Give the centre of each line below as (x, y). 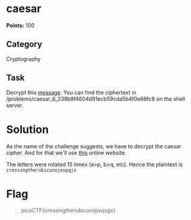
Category (24, 44)
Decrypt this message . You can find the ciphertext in (71, 92)
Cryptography (23, 58)
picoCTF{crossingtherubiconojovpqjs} (68, 210)
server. (15, 105)
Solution (28, 129)
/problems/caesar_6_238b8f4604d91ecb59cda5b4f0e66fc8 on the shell (95, 99)
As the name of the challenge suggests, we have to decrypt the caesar (94, 146)
